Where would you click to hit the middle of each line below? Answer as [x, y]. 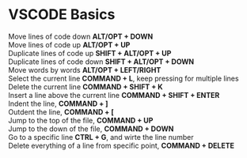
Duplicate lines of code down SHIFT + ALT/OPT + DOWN [101, 62]
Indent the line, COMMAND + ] [58, 103]
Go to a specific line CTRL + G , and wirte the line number [101, 137]
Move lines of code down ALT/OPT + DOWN [81, 36]
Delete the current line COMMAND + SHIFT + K [86, 87]
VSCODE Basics [62, 15]
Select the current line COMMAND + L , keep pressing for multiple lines [123, 78]
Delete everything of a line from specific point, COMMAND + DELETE [122, 145]
